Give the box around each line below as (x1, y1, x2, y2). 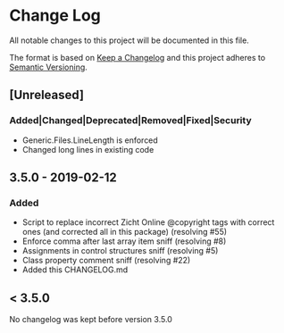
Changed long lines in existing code (21, 144, 155, 154)
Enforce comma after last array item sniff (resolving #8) (21, 236, 227, 246)
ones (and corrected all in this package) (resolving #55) (21, 227, 228, 237)
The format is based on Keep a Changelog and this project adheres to (9, 52, 266, 62)
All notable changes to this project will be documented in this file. (9, 35, 250, 46)
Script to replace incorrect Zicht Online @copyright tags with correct (21, 217, 275, 228)
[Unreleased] (9, 87, 85, 103)
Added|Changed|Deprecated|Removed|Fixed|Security (9, 114, 252, 127)
